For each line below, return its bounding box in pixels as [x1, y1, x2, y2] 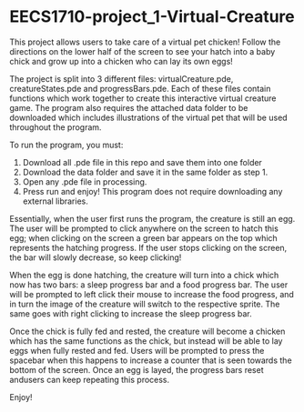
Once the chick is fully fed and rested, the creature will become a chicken [9, 326, 286, 337]
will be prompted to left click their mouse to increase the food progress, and [9, 288, 294, 299]
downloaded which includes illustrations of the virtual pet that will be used [9, 112, 289, 123]
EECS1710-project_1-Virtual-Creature [9, 6, 296, 27]
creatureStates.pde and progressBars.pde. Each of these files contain [9, 83, 271, 94]
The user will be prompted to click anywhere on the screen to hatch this [9, 223, 279, 234]
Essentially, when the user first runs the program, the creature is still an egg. [9, 213, 296, 224]
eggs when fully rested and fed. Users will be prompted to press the [9, 345, 265, 356]
